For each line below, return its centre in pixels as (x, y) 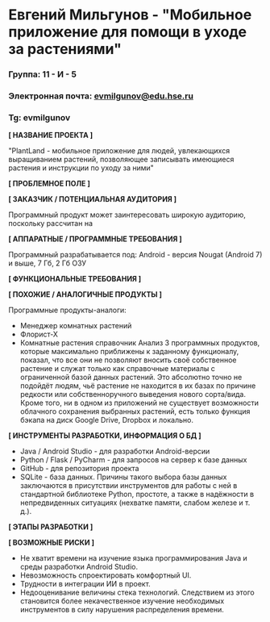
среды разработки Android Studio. (79, 567)
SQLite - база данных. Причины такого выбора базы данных (123, 477)
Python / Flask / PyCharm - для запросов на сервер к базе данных (133, 460)
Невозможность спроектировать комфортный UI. (106, 575)
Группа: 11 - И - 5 (42, 74)
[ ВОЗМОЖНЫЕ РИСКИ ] (52, 543)
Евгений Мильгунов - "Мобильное (130, 15)
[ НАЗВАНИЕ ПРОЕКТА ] (51, 136)
